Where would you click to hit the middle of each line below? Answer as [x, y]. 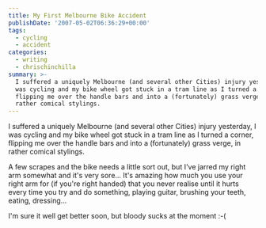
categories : [28, 52]
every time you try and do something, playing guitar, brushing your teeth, [127, 192]
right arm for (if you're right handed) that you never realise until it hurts [123, 184]
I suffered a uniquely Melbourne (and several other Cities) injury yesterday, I [132, 127]
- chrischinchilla [46, 67]
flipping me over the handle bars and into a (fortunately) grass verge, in [125, 143]
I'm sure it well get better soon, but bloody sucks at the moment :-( [117, 216]
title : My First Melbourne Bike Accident [78, 15]
